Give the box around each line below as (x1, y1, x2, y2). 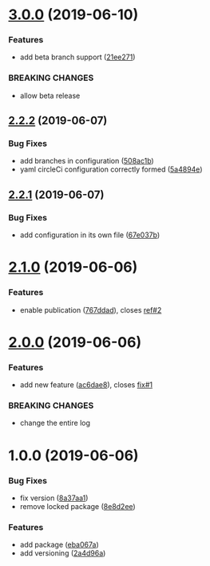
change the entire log (19, 418, 90, 428)
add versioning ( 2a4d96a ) (19, 548, 106, 558)
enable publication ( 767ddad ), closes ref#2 (19, 305, 162, 314)
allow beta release (19, 91, 81, 100)
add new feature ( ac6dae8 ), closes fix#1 (19, 380, 153, 390)
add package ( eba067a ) (19, 540, 100, 550)
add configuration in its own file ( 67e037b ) (19, 230, 160, 240)
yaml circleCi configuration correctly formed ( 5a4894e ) (19, 164, 203, 174)
